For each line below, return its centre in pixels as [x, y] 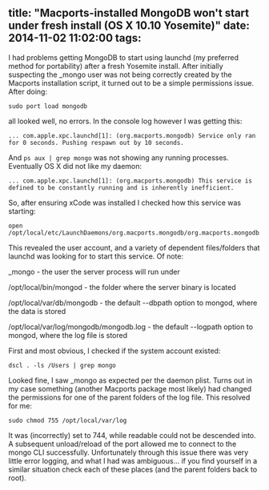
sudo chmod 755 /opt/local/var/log [68, 420]
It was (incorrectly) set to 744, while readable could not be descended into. [132, 435]
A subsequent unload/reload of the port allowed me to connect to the [122, 444]
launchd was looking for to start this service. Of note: [96, 256]
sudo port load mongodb [48, 106]
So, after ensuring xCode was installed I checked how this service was [125, 203]
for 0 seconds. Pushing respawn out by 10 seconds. [96, 143]
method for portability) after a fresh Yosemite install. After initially [116, 66]
